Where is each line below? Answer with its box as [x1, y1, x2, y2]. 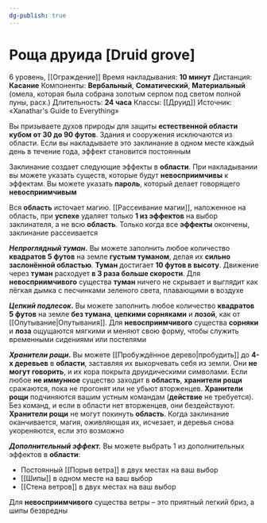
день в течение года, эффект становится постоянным [9, 146, 192, 156]
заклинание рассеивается [9, 228, 99, 237]
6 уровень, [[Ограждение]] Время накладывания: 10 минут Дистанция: [9, 72, 253, 82]
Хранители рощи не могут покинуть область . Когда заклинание [9, 409, 230, 418]
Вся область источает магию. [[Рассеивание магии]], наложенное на [9, 202, 246, 212]
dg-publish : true [9, 11, 67, 20]
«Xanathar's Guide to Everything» [9, 106, 119, 115]
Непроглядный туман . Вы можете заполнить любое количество [9, 243, 230, 252]
